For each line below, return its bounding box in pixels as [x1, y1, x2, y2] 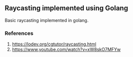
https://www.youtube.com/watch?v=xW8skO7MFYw [12, 46, 121, 52]
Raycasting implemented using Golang [5, 4, 128, 12]
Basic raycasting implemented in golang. [5, 17, 89, 23]
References [5, 29, 34, 36]
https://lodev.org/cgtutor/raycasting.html [12, 41, 96, 47]
